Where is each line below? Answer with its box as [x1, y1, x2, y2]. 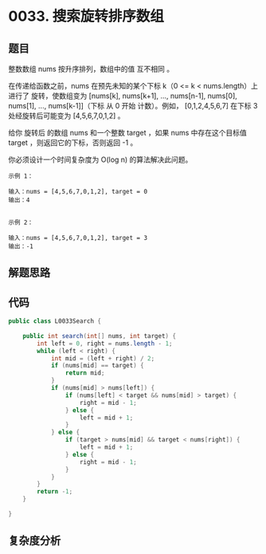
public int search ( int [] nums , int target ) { [22, 332, 177, 340]
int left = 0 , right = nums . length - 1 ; [37, 340, 173, 348]
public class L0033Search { [8, 317, 102, 325]
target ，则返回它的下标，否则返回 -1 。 [8, 138, 138, 147]
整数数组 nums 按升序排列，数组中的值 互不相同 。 [8, 65, 174, 73]
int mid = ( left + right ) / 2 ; [50, 354, 155, 363]
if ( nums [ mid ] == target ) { [50, 362, 145, 370]
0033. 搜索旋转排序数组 [8, 7, 165, 26]
